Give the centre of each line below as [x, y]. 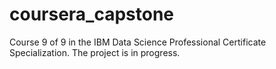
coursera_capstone [92, 14]
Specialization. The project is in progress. [95, 52]
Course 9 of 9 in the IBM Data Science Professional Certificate [138, 42]
